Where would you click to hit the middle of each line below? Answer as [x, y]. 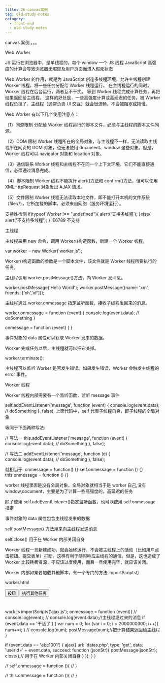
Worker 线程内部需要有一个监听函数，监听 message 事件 [62, 395]
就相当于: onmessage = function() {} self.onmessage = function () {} [74, 470]
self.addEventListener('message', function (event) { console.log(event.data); [82, 405]
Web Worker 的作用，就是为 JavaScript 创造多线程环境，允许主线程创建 [78, 79]
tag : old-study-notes [27, 14]
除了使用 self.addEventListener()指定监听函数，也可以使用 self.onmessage [81, 502]
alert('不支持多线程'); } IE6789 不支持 [43, 220]
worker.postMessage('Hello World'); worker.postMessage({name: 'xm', [77, 288]
